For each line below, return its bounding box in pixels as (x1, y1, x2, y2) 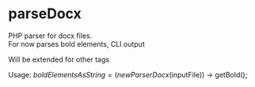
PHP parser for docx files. (8, 31, 93, 40)
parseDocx (8, 5, 82, 23)
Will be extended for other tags (8, 55, 109, 64)
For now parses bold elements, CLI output (8, 39, 145, 48)
